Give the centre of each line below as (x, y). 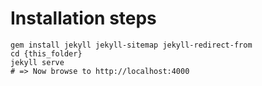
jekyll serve (37, 62)
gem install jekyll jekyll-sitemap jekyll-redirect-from (131, 45)
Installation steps (83, 18)
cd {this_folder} (46, 53)
